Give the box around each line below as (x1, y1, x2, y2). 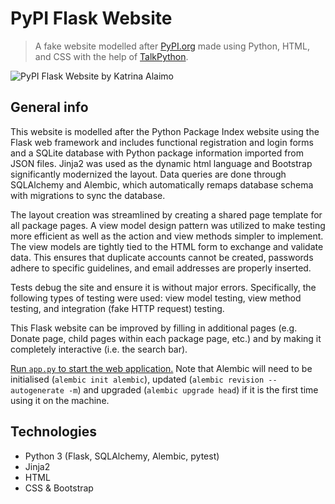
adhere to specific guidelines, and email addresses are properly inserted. (10, 262, 312, 274)
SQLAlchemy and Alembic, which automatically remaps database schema (10, 178, 314, 191)
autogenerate (10, 385, 65, 396)
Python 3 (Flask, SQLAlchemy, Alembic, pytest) (24, 450, 220, 462)
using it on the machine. (10, 394, 110, 406)
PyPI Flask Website (10, 7, 173, 30)
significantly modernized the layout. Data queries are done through (10, 168, 287, 180)
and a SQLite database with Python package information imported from (10, 147, 305, 159)
